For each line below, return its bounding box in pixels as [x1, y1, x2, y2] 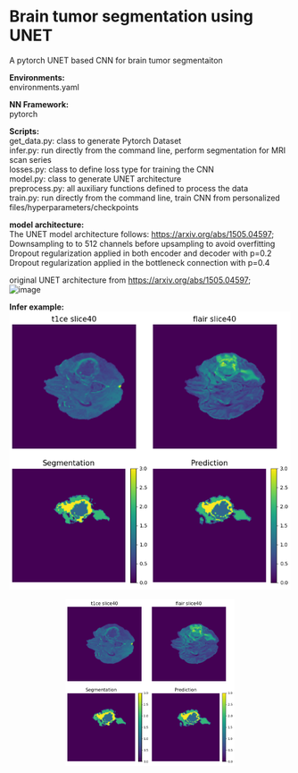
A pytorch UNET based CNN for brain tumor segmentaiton [9, 55, 223, 65]
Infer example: [9, 302, 64, 312]
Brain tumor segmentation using [9, 6, 254, 27]
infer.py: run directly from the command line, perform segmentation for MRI [9, 145, 286, 156]
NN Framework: [9, 98, 70, 109]
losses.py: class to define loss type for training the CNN [9, 164, 214, 174]
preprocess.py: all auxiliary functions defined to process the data [9, 183, 249, 193]
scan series [9, 154, 52, 165]
